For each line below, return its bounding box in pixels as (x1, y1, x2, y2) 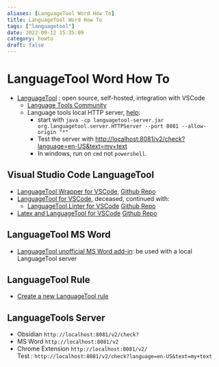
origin (37, 128, 57, 135)
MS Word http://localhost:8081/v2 (16, 338, 119, 346)
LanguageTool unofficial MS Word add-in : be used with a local (16, 247, 193, 255)
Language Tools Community (27, 100, 107, 109)
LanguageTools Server (7, 312, 105, 323)
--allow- (181, 122, 207, 130)
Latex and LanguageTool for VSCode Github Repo (16, 209, 157, 217)
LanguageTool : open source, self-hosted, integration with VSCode (16, 94, 205, 102)
